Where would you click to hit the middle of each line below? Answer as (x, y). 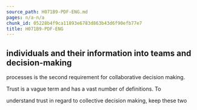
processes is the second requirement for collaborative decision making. (96, 77)
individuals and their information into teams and (99, 53)
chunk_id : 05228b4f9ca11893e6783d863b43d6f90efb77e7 (74, 23)
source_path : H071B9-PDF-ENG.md (47, 12)
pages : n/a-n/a (25, 18)
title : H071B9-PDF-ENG (35, 29)
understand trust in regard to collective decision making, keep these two (97, 101)
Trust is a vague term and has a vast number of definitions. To (84, 89)
